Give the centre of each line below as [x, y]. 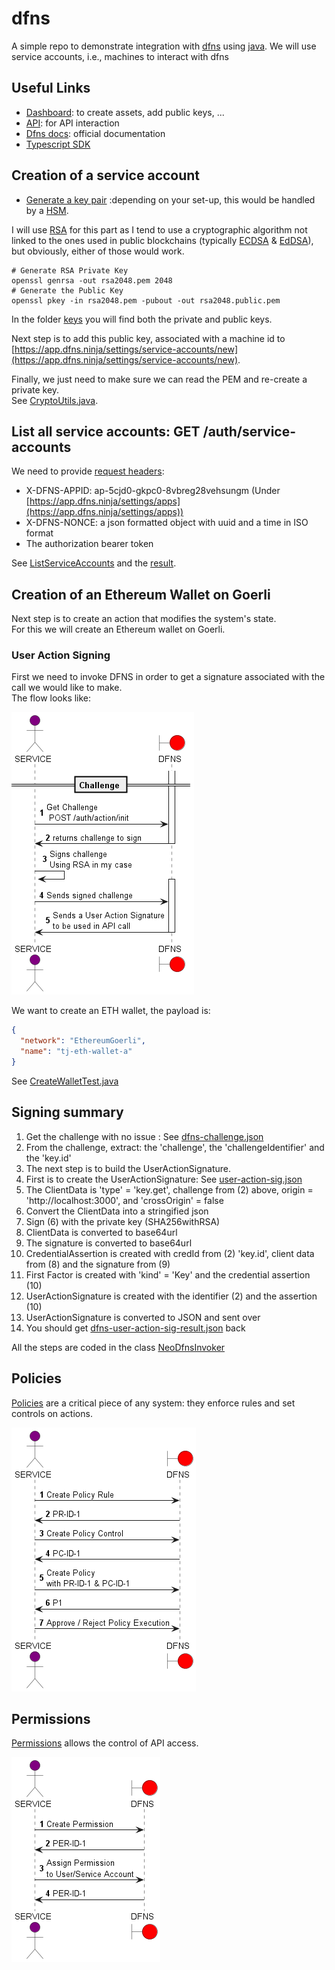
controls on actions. [52, 1413]
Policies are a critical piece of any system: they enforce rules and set [153, 1403]
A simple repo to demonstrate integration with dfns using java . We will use [164, 46]
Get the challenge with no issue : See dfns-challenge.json [144, 1136]
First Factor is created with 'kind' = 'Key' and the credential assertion [168, 1274]
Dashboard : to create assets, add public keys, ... [125, 112]
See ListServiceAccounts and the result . [94, 563]
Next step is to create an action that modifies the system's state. [144, 619]
